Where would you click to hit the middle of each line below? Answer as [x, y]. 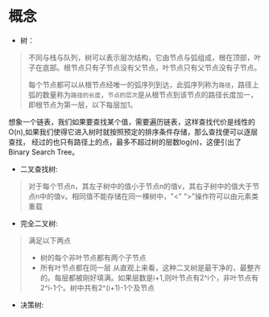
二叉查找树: [39, 169]
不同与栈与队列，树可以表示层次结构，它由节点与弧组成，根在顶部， [141, 57]
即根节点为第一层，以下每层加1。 [83, 105]
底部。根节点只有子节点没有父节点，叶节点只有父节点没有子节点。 [152, 67]
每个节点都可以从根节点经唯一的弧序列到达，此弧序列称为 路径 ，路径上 [143, 84]
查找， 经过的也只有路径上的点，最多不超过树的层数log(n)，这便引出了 [125, 142]
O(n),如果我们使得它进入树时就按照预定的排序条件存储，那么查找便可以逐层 [133, 132]
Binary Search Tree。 [43, 152]
